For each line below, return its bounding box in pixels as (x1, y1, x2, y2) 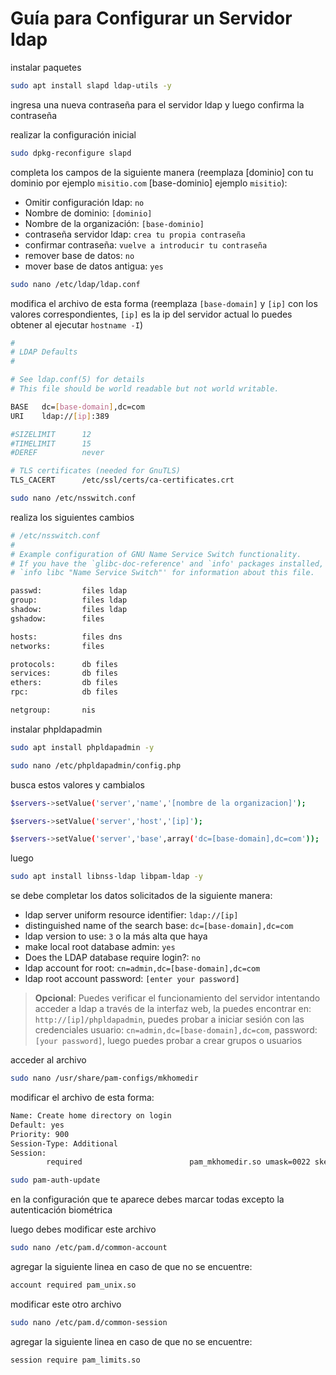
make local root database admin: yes (24, 941, 176, 953)
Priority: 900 (10, 1129, 70, 1139)
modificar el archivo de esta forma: (10, 1092, 155, 1104)
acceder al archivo (10, 1054, 87, 1066)
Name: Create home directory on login (10, 1111, 172, 1121)
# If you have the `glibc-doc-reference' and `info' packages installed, (10, 558, 325, 569)
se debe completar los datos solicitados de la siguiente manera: (10, 890, 273, 902)
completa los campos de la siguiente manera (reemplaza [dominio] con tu (10, 166, 314, 178)
